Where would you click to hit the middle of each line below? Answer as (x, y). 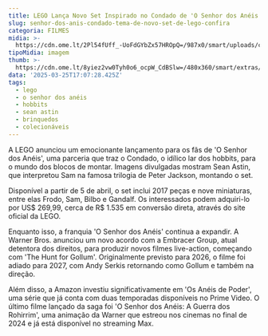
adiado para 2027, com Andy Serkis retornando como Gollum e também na (131, 265)
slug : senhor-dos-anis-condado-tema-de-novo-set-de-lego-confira (119, 23)
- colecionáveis (42, 127)
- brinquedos (37, 120)
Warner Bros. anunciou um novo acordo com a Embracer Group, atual (123, 239)
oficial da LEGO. (35, 215)
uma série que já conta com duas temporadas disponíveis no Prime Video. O (134, 298)
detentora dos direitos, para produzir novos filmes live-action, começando (130, 248)
